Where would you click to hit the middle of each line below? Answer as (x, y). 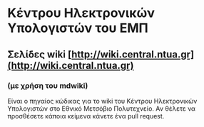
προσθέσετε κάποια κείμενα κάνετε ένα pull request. (86, 116)
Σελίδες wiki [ (40, 54)
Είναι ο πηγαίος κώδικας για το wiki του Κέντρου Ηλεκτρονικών (102, 101)
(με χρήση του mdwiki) (48, 85)
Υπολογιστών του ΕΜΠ (78, 28)
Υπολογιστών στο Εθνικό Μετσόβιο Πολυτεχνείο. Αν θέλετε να (102, 109)
